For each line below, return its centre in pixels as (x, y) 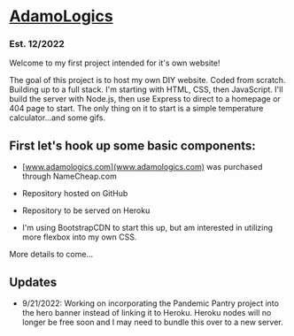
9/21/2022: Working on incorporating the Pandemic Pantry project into (150, 303)
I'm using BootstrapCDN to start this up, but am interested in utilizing (147, 228)
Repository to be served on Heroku (86, 210)
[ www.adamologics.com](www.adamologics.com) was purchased (142, 167)
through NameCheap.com (69, 176)
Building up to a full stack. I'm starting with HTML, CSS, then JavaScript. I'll (146, 89)
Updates (33, 282)
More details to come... (51, 255)
